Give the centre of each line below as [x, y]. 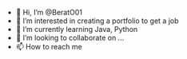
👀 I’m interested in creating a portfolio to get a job [97, 21]
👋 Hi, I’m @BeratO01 [49, 12]
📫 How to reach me [49, 47]
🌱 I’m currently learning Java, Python [77, 29]
